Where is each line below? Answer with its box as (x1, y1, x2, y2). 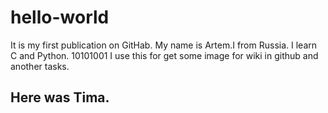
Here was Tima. (10, 89, 110, 106)
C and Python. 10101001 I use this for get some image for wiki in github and (10, 49, 319, 61)
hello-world (10, 6, 110, 29)
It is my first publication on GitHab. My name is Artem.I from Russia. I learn (10, 39, 318, 51)
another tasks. (10, 60, 70, 72)
